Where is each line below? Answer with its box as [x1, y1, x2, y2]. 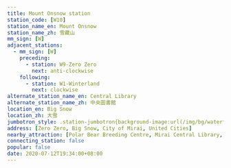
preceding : [19, 55, 51, 62]
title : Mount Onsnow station [7, 10, 91, 17]
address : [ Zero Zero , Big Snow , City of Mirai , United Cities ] [7, 125, 192, 132]
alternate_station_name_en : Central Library [7, 93, 137, 100]
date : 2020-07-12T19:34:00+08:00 [7, 150, 103, 158]
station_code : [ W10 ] [7, 16, 67, 23]
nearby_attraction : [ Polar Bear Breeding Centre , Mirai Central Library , [7, 131, 223, 138]
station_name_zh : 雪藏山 [7, 29, 76, 36]
